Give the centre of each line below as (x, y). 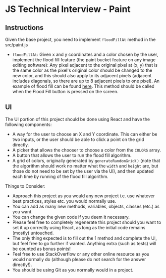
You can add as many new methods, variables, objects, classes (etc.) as (86, 206)
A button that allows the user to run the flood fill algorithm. (72, 155)
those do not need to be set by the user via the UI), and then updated (83, 171)
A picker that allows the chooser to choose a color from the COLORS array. (86, 150)
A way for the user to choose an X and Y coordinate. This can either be (85, 134)
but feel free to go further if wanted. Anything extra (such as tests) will (84, 243)
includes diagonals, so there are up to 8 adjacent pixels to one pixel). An (86, 81)
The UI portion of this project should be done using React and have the (78, 119)
